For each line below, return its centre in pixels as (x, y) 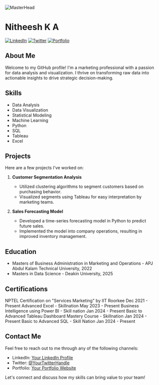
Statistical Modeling (32, 115)
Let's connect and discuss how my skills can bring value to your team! (75, 377)
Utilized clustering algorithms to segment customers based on (81, 186)
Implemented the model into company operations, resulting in (80, 231)
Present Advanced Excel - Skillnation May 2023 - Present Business (72, 306)
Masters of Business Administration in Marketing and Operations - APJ (82, 263)
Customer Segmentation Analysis (47, 177)
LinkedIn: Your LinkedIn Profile (42, 357)
